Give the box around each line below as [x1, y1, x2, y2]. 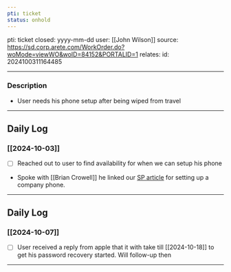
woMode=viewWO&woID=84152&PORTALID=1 [7, 50, 139, 59]
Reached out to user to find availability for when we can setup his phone [16, 159, 222, 167]
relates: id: [140, 50, 170, 59]
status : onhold [7, 17, 51, 23]
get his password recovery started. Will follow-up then [16, 251, 172, 259]
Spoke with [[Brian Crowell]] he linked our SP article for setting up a [16, 173, 209, 181]
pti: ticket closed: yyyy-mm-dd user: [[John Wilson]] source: [7, 35, 179, 43]
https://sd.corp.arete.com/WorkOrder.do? [7, 43, 125, 51]
